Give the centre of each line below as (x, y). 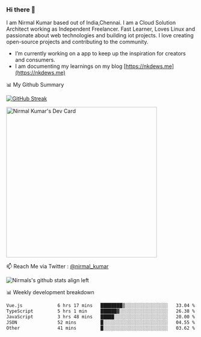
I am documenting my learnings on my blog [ (70, 66)
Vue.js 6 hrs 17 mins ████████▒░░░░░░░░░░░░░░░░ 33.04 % (101, 306)
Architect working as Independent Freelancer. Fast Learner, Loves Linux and (101, 29)
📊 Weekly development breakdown (50, 292)
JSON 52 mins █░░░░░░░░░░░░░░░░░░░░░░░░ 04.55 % (101, 322)
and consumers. (35, 60)
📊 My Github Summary (35, 85)
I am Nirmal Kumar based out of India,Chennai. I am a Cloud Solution (91, 23)
